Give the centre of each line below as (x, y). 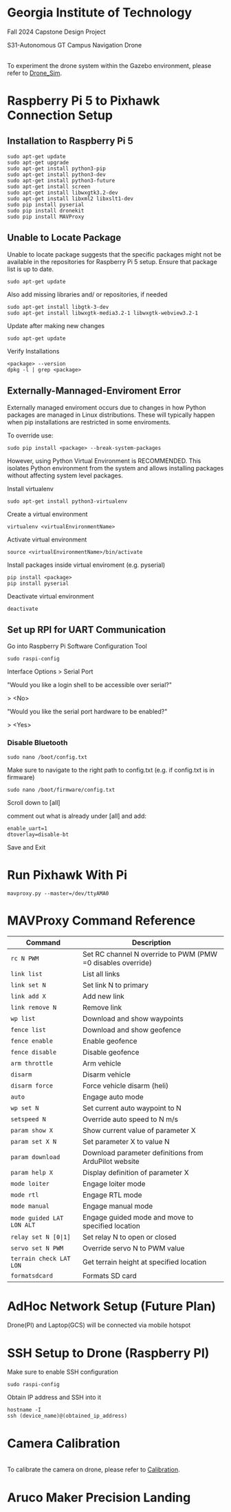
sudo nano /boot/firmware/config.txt (61, 790)
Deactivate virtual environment (51, 596)
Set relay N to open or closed (129, 1237)
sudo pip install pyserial (46, 204)
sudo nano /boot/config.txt (47, 757)
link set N (28, 985)
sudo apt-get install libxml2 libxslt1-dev (70, 198)
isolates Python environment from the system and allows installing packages (115, 468)
